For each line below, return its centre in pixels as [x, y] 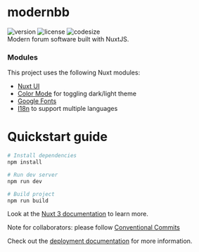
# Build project [31, 194]
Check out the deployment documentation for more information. [100, 241]
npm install [25, 162]
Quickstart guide [57, 137]
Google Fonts [37, 101]
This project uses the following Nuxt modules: [74, 73]
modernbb [39, 12]
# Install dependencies [42, 156]
